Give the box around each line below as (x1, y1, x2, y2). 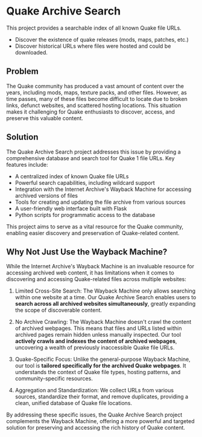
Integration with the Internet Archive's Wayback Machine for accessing (14, 186, 192, 193)
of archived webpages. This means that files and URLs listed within (14, 325, 182, 332)
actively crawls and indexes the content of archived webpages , (14, 337, 177, 345)
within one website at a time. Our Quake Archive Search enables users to (14, 294, 197, 301)
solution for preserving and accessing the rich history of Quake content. (6, 424, 186, 432)
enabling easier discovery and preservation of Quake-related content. (6, 229, 180, 236)
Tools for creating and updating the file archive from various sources (14, 198, 186, 206)
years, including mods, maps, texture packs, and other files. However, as (6, 89, 187, 96)
